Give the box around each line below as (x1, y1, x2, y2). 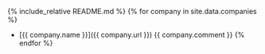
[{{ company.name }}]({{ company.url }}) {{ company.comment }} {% (18, 31, 245, 39)
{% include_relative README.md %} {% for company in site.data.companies (7, 7, 257, 16)
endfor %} (18, 38, 53, 48)
